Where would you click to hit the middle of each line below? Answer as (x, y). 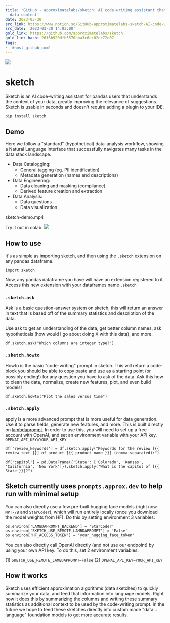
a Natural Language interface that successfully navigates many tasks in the (83, 149)
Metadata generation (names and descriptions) (69, 175)
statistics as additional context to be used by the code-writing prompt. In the (85, 604)
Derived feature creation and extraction (61, 191)
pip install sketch (26, 116)
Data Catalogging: (31, 164)
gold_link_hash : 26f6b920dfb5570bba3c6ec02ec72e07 (60, 38)
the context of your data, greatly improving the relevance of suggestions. (81, 101)
